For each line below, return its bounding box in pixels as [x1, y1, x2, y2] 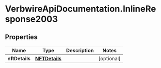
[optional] [98, 55, 121, 62]
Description [66, 47, 94, 54]
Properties [5, 33, 38, 41]
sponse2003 [5, 14, 58, 25]
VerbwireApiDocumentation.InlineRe [5, 3, 156, 14]
